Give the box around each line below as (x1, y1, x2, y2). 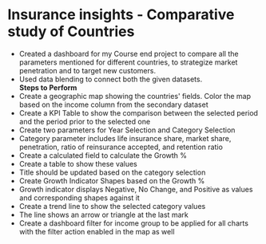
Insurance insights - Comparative (7, 6, 235, 24)
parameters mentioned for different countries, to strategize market (18, 57, 238, 67)
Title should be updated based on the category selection (18, 167, 206, 177)
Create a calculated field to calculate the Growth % (18, 150, 188, 160)
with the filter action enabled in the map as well (18, 226, 175, 236)
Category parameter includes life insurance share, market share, (18, 133, 232, 143)
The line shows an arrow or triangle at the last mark (18, 210, 189, 219)
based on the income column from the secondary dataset (18, 100, 208, 109)
